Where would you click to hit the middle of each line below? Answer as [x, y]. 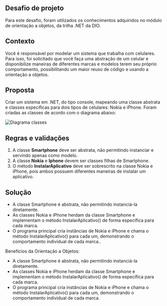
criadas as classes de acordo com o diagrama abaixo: [61, 113]
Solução [18, 192]
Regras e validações [37, 138]
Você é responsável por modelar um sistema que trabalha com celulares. [80, 53]
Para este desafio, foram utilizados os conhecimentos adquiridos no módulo [84, 20]
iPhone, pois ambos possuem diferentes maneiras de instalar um [79, 171]
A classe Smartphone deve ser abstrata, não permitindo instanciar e [83, 150]
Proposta [20, 90]
